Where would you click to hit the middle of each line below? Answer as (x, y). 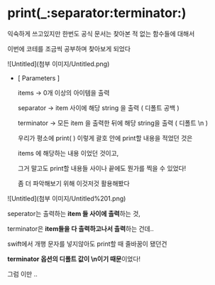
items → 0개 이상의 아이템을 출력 (64, 92)
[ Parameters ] (39, 78)
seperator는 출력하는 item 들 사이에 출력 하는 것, (74, 213)
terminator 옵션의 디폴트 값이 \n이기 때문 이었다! (74, 259)
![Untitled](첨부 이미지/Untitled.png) (59, 64)
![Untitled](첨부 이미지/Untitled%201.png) (67, 198)
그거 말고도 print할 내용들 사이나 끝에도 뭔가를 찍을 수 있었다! (102, 168)
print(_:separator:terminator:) (97, 13)
